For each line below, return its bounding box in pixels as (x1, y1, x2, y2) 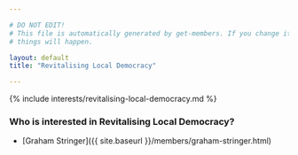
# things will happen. (9, 37, 93, 46)
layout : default (9, 53, 69, 62)
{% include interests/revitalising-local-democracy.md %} (9, 94, 217, 105)
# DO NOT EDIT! (9, 20, 66, 29)
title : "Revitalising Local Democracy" (9, 61, 157, 71)
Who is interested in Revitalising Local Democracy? (9, 116, 235, 128)
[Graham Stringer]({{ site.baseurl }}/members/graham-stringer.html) (21, 136, 272, 146)
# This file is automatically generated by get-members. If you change (9, 28, 279, 38)
